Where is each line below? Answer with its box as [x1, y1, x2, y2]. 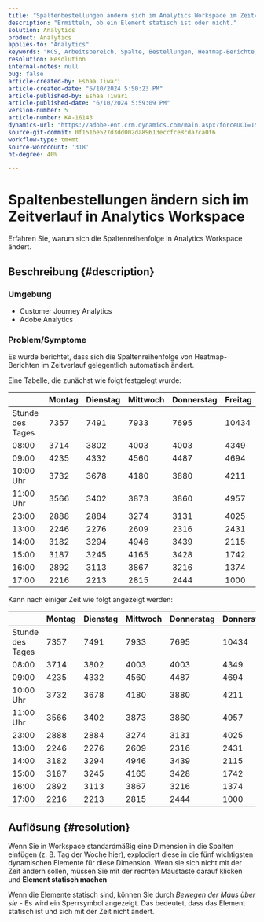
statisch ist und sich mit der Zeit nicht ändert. [8, 906, 155, 916]
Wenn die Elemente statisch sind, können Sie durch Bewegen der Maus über [8, 890, 256, 899]
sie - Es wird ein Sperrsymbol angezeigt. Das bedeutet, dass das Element [8, 898, 246, 908]
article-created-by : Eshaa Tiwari [8, 77, 122, 85]
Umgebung [8, 288, 53, 299]
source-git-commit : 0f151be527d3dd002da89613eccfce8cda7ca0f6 [8, 128, 216, 136]
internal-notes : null [8, 63, 79, 71]
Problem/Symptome [8, 334, 87, 345]
